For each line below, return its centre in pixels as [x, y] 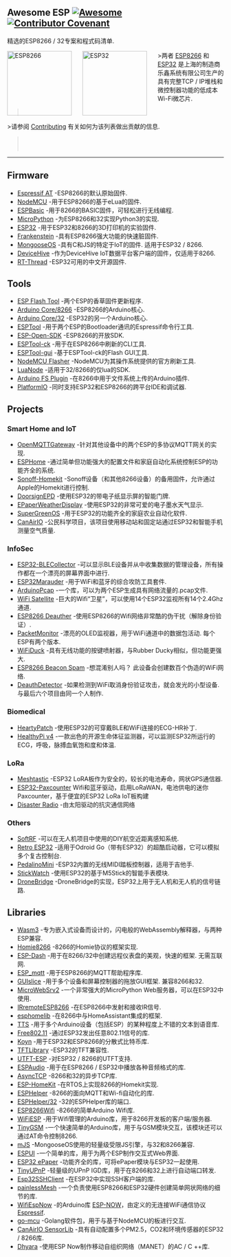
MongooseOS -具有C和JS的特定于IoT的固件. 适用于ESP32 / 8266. [110, 244]
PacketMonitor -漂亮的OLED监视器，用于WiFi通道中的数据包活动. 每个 [116, 633]
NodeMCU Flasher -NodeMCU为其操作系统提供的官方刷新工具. [106, 361]
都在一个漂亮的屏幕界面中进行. [66, 573]
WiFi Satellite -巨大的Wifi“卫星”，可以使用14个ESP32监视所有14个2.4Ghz [120, 599]
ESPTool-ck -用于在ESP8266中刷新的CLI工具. [81, 344]
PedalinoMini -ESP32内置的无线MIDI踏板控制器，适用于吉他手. [106, 864]
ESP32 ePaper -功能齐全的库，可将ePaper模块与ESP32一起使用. [108, 1162]
